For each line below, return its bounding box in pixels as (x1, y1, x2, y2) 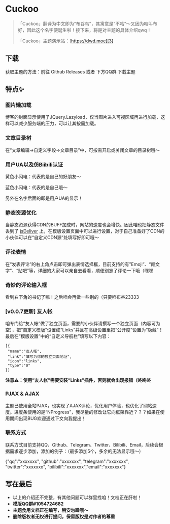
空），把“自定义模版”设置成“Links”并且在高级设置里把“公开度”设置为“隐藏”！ (5, 327, 163, 333)
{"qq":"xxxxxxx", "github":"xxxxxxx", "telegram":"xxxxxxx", (5, 458, 129, 464)
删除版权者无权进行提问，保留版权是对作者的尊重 (12, 513, 115, 519)
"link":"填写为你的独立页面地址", (7, 354, 72, 359)
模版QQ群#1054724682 (12, 501, 64, 507)
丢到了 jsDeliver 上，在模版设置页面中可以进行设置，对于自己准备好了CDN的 (5, 228, 165, 234)
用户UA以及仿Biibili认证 (5, 161, 63, 168)
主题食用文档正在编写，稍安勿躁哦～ (12, 507, 89, 513)
